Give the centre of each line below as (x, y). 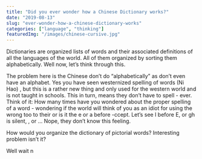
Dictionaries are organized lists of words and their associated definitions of (100, 51)
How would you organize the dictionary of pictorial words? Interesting (93, 133)
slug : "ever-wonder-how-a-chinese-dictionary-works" (74, 23)
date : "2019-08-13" (31, 18)
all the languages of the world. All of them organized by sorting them (92, 58)
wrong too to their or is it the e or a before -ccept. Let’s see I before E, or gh (101, 115)
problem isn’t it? (26, 139)
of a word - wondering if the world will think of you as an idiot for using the (99, 108)
